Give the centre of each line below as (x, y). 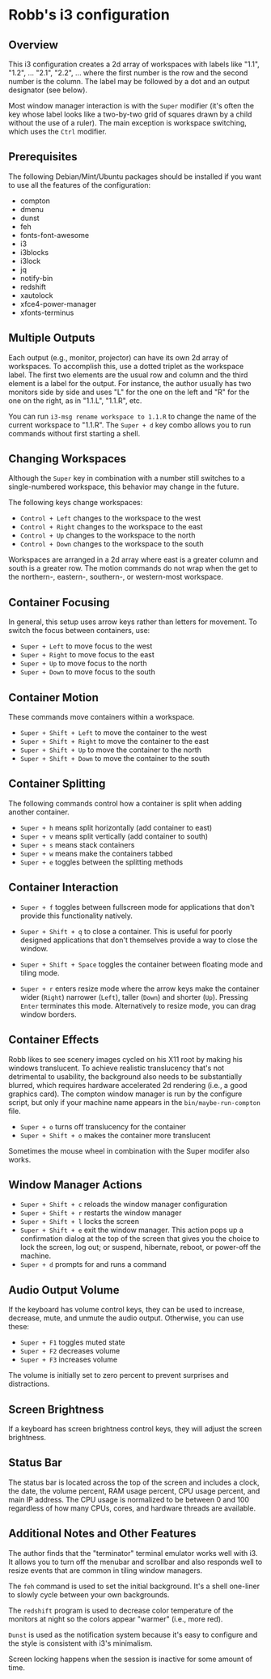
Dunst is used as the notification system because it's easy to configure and (133, 1634)
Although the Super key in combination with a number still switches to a (127, 478)
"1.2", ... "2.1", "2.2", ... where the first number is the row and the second (128, 73)
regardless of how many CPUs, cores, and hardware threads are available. (132, 1508)
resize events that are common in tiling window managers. (106, 1570)
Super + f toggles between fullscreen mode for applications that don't (137, 907)
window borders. (48, 1014)
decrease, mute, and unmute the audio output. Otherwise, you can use (126, 1318)
